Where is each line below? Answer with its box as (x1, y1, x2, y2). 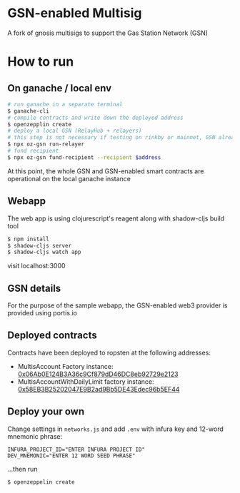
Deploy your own (7, 405, 84, 418)
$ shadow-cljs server (7, 242, 72, 249)
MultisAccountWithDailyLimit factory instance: (17, 377, 154, 386)
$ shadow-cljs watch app (7, 248, 81, 256)
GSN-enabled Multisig (7, 5, 142, 21)
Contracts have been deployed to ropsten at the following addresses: (7, 348, 211, 357)
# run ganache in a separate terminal (7, 101, 123, 108)
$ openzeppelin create (7, 478, 75, 486)
